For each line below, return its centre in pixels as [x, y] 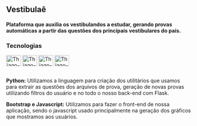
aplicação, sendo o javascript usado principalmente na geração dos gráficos [98, 111]
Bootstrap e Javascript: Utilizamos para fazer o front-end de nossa [88, 104]
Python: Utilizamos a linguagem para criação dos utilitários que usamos [93, 80]
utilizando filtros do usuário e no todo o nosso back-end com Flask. [87, 93]
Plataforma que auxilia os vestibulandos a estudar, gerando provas [89, 24]
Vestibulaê [26, 10]
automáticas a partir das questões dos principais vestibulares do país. [94, 30]
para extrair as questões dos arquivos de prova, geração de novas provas [95, 87]
